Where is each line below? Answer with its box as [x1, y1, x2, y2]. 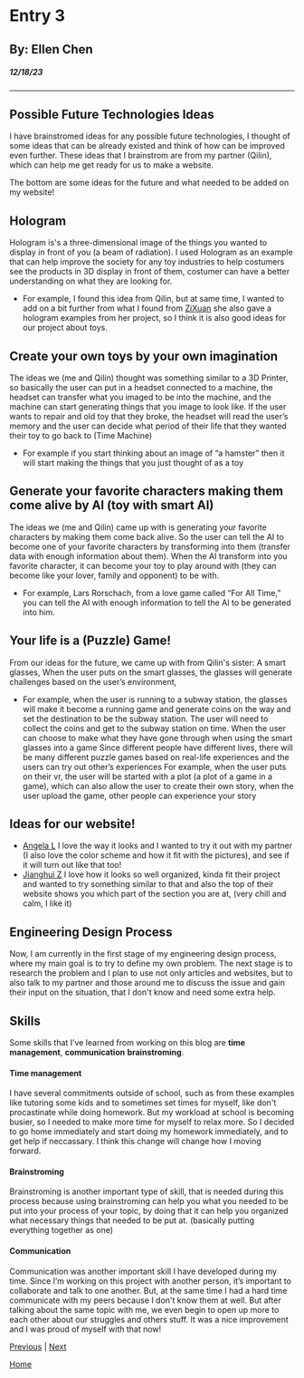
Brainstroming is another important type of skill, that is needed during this [9, 1186, 284, 1197]
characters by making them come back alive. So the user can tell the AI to [9, 531, 285, 542]
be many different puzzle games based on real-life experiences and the [22, 751, 290, 762]
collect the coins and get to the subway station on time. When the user [22, 722, 287, 734]
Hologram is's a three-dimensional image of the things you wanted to [9, 237, 268, 248]
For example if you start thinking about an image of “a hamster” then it [22, 448, 285, 458]
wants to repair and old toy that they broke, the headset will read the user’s [9, 410, 289, 421]
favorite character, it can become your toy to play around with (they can [9, 560, 277, 571]
